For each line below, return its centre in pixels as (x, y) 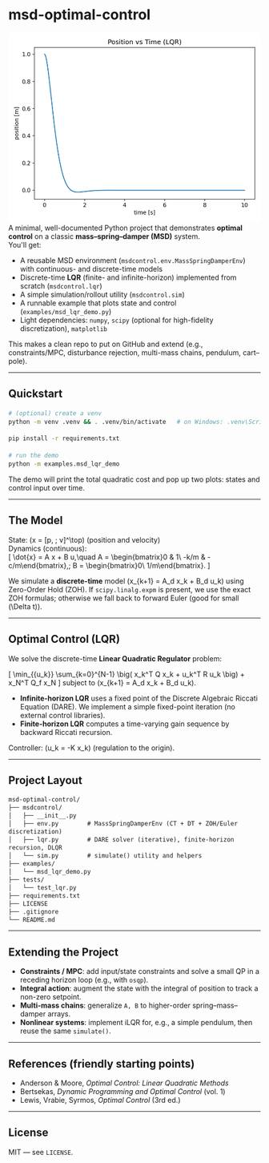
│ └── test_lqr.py (43, 888)
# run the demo (34, 456)
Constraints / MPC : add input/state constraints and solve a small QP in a (140, 971)
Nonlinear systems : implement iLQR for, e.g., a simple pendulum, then (136, 1023)
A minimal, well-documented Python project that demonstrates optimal (125, 228)
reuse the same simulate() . (65, 1031)
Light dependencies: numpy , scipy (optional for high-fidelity (116, 320)
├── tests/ (26, 880)
